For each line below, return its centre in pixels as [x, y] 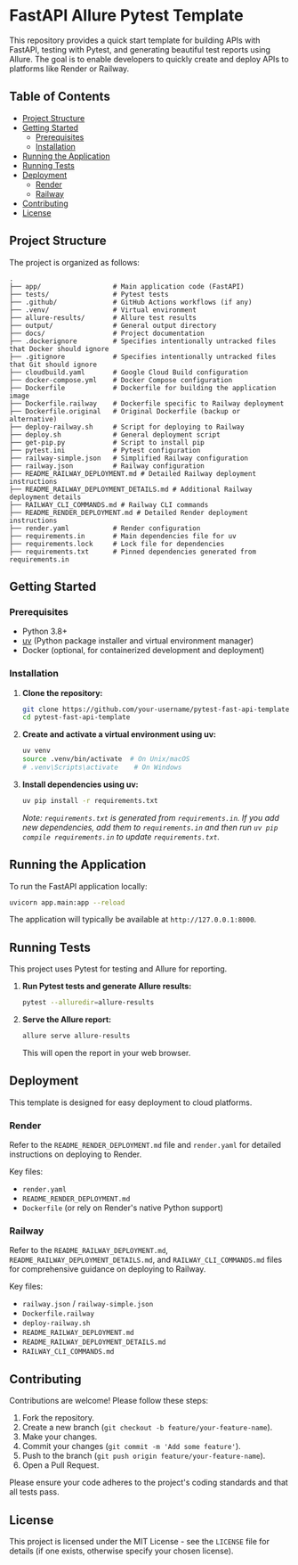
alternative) [33, 419]
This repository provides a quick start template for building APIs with [135, 40]
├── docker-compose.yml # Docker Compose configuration [121, 380]
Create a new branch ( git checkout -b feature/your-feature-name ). [147, 1428]
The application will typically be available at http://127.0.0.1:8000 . [133, 920]
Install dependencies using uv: [80, 784]
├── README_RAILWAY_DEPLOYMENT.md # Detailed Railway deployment [133, 473]
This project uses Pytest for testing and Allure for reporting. [118, 969]
